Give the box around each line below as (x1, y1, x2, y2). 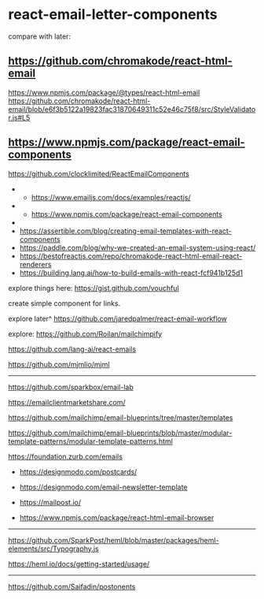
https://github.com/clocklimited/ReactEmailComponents (8, 169, 190, 178)
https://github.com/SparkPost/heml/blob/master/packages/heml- (8, 535, 219, 545)
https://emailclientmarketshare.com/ (8, 397, 126, 407)
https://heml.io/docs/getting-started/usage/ (8, 559, 150, 568)
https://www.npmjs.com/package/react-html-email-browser (19, 512, 214, 522)
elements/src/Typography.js (8, 544, 100, 553)
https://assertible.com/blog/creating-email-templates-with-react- (19, 226, 232, 236)
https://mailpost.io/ (19, 497, 82, 507)
